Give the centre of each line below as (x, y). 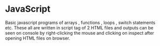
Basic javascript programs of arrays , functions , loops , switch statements (80, 23)
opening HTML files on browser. (38, 38)
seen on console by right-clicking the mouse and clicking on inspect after (80, 33)
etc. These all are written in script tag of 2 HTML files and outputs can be (79, 27)
